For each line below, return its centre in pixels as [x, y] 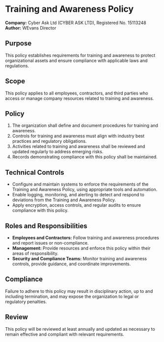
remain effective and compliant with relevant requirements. [65, 334]
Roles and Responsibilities [46, 226]
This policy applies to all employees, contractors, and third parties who [77, 93]
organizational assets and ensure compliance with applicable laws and [76, 61]
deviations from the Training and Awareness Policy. [64, 200]
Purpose [18, 44]
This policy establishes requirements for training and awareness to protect [80, 55]
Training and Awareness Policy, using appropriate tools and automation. [85, 189]
